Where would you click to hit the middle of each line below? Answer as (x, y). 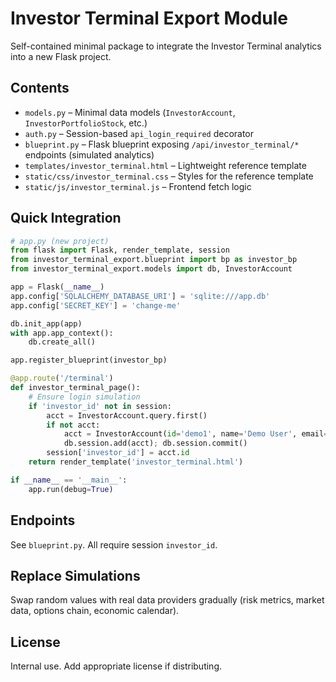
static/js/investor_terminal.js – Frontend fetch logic (138, 186)
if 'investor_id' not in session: (100, 406)
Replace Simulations (75, 575)
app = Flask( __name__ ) (57, 287)
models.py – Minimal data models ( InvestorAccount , (130, 112)
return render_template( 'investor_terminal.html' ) (136, 462)
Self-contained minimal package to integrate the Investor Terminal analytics (166, 46)
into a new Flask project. (61, 56)
